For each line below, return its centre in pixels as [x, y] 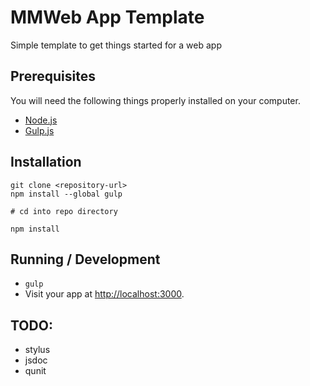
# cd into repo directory [64, 211]
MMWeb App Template [107, 17]
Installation [46, 162]
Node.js [41, 120]
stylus [37, 350]
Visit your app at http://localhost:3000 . [104, 294]
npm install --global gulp [66, 194]
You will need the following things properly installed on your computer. [155, 100]
